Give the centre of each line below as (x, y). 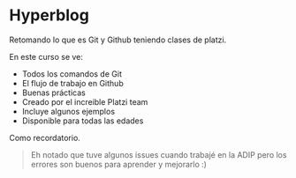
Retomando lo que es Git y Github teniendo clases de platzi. (118, 40)
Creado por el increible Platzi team (85, 101)
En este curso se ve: (46, 56)
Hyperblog (49, 15)
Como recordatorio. (45, 137)
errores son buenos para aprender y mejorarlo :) (119, 164)
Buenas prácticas (53, 93)
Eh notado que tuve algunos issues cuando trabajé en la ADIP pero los (159, 154)
